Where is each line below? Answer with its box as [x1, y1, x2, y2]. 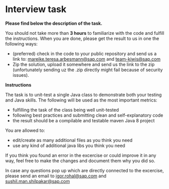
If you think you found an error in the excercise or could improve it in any [5, 152, 156, 158]
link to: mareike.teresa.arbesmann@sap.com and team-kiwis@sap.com [12, 56, 161, 62]
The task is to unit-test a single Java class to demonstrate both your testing [5, 91, 162, 98]
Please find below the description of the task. [5, 20, 102, 26]
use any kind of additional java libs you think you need [12, 143, 125, 149]
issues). [12, 72, 29, 78]
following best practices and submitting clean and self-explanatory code [12, 112, 163, 118]
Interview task [5, 4, 67, 15]
